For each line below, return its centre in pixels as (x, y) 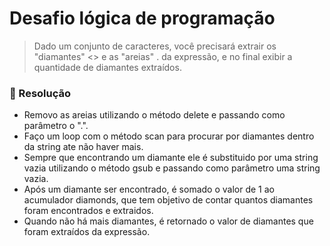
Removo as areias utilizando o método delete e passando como (154, 115)
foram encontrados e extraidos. (88, 211)
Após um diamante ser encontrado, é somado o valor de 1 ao (149, 189)
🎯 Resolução (40, 93)
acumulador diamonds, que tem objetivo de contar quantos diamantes (168, 200)
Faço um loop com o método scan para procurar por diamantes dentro (169, 136)
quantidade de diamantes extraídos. (107, 67)
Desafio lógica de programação (142, 18)
